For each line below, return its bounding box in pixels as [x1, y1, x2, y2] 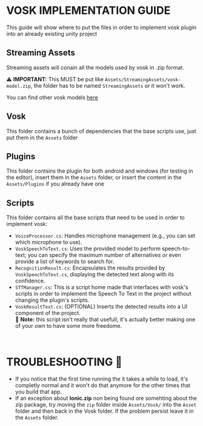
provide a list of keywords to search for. [15, 258, 115, 265]
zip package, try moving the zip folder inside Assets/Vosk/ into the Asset [15, 401, 197, 408]
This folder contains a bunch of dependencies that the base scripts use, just [6, 127, 197, 135]
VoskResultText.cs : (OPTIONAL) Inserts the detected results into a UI [15, 303, 188, 310]
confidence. [15, 277, 45, 285]
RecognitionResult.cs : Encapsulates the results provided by [15, 264, 165, 271]
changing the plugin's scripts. [15, 296, 90, 304]
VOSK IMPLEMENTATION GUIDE [6, 4, 171, 18]
